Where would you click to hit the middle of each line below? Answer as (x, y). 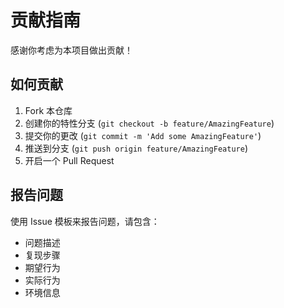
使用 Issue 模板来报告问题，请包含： (85, 221)
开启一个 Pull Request (69, 160)
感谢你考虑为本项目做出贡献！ (71, 50)
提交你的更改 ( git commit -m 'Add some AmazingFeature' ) (143, 135)
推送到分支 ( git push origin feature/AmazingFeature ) (136, 148)
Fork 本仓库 (48, 110)
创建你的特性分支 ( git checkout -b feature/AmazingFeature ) (149, 123)
